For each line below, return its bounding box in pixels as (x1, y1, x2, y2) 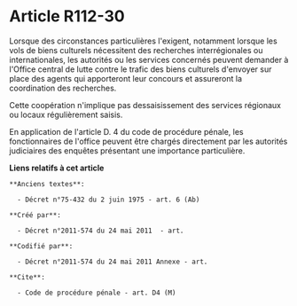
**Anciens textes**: (9, 179, 86, 188)
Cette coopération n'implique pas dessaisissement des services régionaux (9, 99, 282, 110)
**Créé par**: (9, 210, 62, 219)
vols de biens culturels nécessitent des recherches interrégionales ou (9, 44, 263, 55)
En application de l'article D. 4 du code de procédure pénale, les (9, 126, 244, 137)
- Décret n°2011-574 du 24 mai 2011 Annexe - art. (17, 257, 208, 266)
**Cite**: (9, 272, 46, 281)
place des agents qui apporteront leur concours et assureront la (9, 73, 242, 83)
